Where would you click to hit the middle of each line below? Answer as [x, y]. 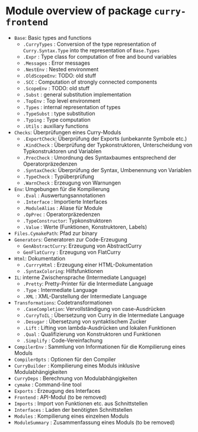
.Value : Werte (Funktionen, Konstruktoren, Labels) [85, 227]
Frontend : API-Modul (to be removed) [60, 397]
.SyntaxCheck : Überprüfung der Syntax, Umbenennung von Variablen [107, 170]
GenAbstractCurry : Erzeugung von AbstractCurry [82, 246]
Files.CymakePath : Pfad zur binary [56, 233]
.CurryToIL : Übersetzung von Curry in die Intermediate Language [104, 315]
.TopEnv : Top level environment [62, 101]
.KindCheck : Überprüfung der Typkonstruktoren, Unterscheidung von [108, 145]
